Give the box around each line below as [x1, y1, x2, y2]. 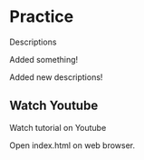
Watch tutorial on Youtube [9, 122, 107, 133]
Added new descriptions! [9, 71, 103, 83]
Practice [9, 6, 74, 27]
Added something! [9, 54, 79, 65]
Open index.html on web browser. [9, 139, 136, 151]
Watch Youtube [9, 98, 99, 114]
